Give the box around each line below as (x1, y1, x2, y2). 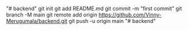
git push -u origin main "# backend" (69, 18, 156, 24)
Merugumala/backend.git (6, 18, 68, 24)
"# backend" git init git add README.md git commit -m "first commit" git (6, 5, 182, 12)
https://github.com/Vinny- (98, 11, 162, 18)
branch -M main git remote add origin (6, 11, 98, 18)
